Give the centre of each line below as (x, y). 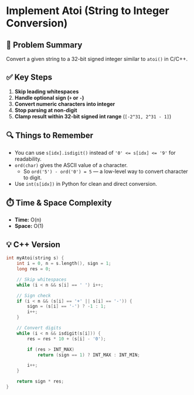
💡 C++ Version (33, 244)
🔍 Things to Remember (50, 136)
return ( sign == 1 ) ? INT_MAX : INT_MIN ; (89, 355)
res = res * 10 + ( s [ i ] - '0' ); (67, 339)
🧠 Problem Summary (44, 45)
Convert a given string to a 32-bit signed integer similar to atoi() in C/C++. (97, 59)
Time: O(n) (28, 220)
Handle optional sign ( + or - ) (49, 97)
